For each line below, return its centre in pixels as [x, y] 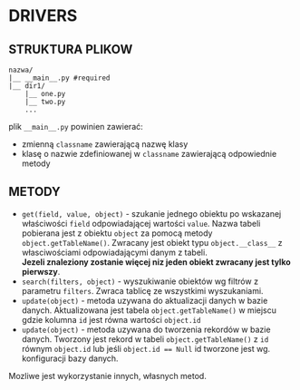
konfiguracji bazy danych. [70, 358]
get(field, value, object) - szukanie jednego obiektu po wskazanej [151, 213]
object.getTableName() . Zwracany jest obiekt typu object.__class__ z [152, 242]
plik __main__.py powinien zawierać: [76, 127]
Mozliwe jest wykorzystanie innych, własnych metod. [108, 375]
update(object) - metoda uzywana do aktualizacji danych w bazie [145, 300]
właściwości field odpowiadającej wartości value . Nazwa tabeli [141, 223]
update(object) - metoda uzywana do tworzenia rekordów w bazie [146, 329]
